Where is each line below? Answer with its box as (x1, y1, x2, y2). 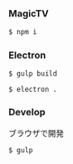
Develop (8, 106, 46, 119)
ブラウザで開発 (8, 127, 64, 138)
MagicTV (8, 7, 49, 20)
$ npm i (8, 28, 38, 37)
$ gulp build (8, 69, 58, 78)
